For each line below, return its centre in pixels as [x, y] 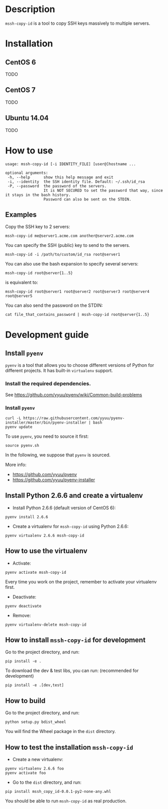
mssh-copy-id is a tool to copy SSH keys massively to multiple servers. [78, 23]
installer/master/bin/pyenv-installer [46, 422]
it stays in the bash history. [38, 195]
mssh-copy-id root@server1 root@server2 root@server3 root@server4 [77, 292]
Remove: [22, 615]
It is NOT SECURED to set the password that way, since [103, 190]
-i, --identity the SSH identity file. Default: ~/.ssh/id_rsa [76, 182]
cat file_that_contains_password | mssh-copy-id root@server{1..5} [77, 315]
